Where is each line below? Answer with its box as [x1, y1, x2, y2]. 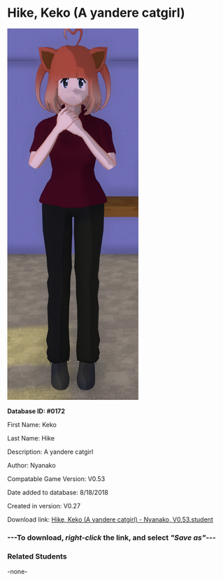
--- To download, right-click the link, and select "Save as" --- [7, 533, 217, 543]
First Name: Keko [7, 420, 57, 429]
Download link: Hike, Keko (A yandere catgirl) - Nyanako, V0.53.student [7, 515, 213, 524]
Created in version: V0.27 [7, 501, 81, 510]
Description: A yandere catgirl [7, 447, 94, 456]
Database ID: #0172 [7, 407, 65, 415]
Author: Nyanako [7, 461, 56, 469]
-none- [7, 568, 28, 576]
